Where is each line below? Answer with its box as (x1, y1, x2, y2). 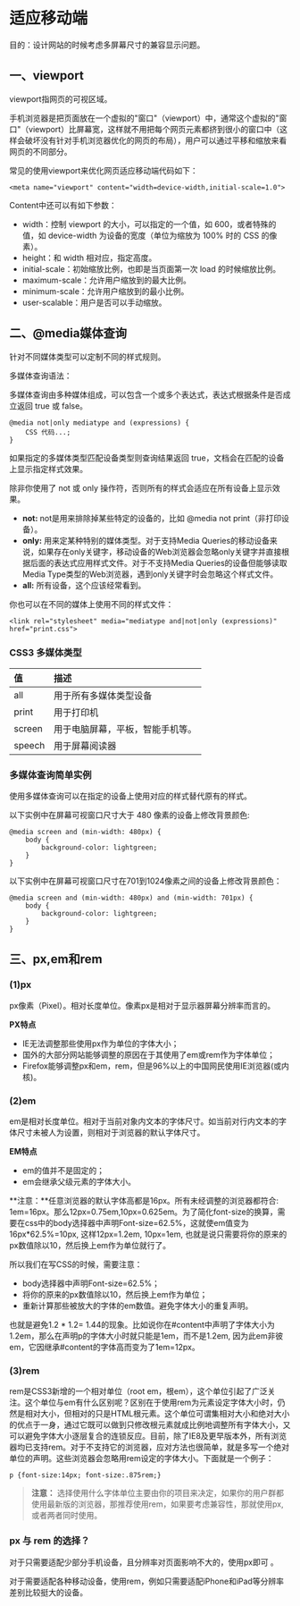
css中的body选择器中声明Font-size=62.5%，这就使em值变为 (24, 1218, 249, 1229)
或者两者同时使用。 (30, 1510, 103, 1521)
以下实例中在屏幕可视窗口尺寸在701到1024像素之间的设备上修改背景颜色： (9, 875, 283, 886)
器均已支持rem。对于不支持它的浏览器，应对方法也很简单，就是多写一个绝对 (9, 1441, 290, 1453)
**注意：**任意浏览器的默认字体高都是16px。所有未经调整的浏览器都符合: (9, 1196, 279, 1206)
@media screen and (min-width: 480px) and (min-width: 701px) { (9, 893, 254, 903)
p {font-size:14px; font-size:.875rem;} (9, 1471, 162, 1480)
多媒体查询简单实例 (9, 768, 92, 781)
